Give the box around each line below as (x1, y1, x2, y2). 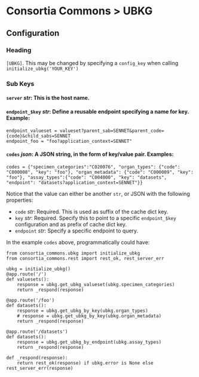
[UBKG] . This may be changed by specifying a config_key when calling (6, 59, 179, 66)
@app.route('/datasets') (6, 329, 68, 335)
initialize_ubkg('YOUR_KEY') (6, 66, 79, 72)
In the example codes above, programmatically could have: (6, 238, 150, 246)
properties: (6, 196, 33, 204)
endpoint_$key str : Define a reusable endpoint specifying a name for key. (6, 108, 189, 115)
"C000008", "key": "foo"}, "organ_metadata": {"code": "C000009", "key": (6, 169, 194, 175)
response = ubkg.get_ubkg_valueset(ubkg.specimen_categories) (17, 281, 175, 287)
